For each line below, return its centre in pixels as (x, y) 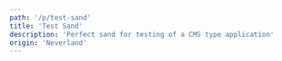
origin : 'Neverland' (49, 43)
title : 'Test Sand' (46, 26)
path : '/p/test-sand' (50, 17)
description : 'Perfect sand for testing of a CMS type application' (142, 34)
